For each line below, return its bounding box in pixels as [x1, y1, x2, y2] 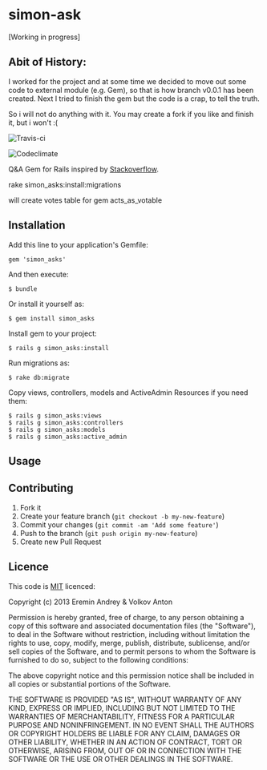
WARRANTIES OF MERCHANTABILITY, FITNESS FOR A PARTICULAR [8, 712, 235, 721]
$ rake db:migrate [8, 373, 70, 381]
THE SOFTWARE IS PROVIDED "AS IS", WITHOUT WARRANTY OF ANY [8, 695, 242, 704]
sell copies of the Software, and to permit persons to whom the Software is [8, 647, 257, 656]
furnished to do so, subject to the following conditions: [8, 655, 188, 664]
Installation [8, 219, 66, 232]
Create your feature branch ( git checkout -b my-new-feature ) [19, 511, 225, 521]
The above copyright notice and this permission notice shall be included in [8, 671, 254, 680]
